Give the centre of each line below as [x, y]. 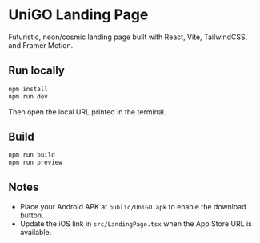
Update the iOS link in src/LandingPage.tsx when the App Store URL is [136, 223]
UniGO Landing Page [78, 15]
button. [32, 215]
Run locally [37, 71]
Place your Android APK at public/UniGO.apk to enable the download [133, 206]
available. [36, 232]
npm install [28, 89]
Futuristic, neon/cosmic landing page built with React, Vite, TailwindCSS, [128, 37]
